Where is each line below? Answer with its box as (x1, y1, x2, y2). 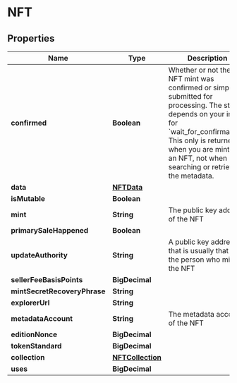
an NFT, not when (168, 153, 228, 163)
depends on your (168, 109, 225, 118)
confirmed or (168, 83, 212, 92)
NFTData (112, 183, 143, 192)
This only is (168, 135, 207, 145)
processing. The (168, 100, 222, 110)
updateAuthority (11, 250, 68, 260)
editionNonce (11, 329, 58, 339)
